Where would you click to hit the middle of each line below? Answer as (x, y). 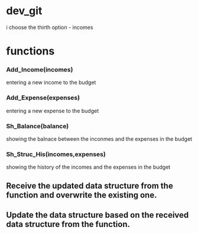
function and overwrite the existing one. (82, 195)
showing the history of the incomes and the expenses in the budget (88, 167)
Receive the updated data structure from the (90, 185)
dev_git (24, 11)
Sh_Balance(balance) (38, 126)
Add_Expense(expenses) (43, 98)
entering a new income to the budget (51, 82)
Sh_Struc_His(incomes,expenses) (56, 154)
